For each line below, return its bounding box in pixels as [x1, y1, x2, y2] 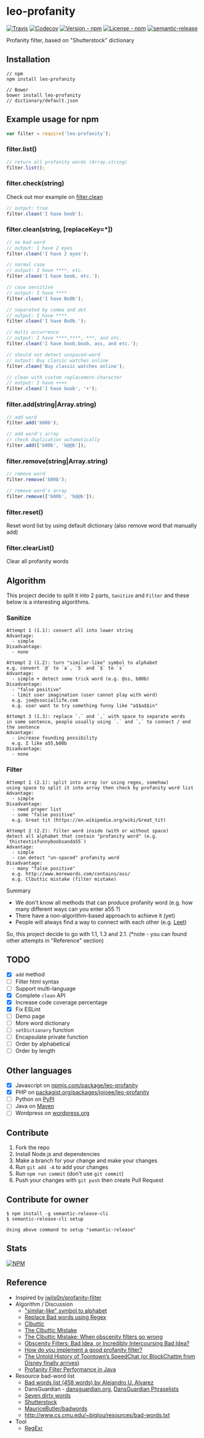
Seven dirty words [24, 1391, 71, 1399]
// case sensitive [6, 284, 53, 291]
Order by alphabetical [15, 1040, 71, 1048]
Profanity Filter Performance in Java [24, 1366, 116, 1373]
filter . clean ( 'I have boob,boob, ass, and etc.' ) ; [6, 341, 139, 347]
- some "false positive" [12, 811, 76, 818]
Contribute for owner [6, 1194, 89, 1205]
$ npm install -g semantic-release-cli [6, 1210, 109, 1217]
